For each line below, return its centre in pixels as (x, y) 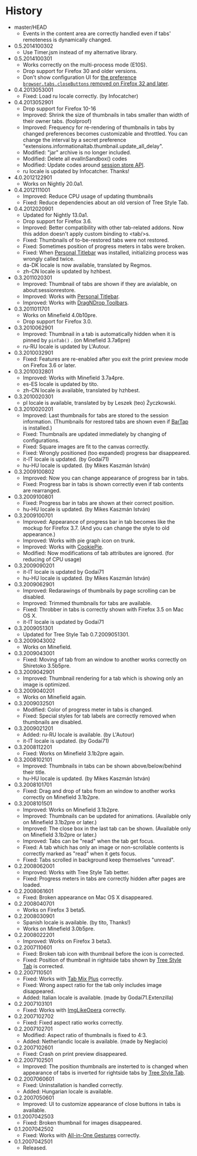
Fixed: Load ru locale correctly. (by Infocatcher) (81, 96)
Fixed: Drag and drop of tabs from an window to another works (99, 791)
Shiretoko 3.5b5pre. (47, 665)
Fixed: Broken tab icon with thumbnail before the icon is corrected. (103, 953)
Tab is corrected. (43, 966)
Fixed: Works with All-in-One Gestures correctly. (81, 1135)
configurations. (41, 440)
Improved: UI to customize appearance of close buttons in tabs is (102, 1104)
